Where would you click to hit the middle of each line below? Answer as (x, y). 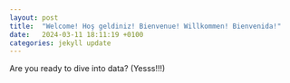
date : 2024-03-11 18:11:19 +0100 (77, 34)
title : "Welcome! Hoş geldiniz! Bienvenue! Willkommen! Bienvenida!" (145, 26)
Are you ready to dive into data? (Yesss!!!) (87, 69)
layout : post (34, 18)
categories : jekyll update (60, 43)
